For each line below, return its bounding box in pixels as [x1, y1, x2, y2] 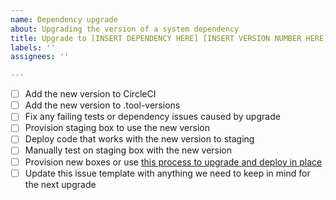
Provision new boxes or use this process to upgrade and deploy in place [24, 156, 323, 168]
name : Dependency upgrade [10, 14, 118, 25]
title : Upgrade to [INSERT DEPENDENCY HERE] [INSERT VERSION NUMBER [10, 33, 302, 43]
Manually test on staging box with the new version [24, 144, 233, 156]
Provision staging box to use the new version [24, 122, 210, 134]
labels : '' [10, 42, 56, 53]
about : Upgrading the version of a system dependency [10, 24, 240, 34]
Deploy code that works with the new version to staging [24, 133, 255, 145]
